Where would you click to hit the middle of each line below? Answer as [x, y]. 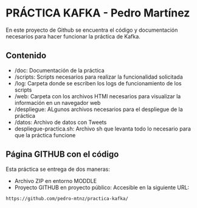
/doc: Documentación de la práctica [59, 70]
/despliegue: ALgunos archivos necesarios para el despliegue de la [98, 109]
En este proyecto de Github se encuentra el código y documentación [92, 30]
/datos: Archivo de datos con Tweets [60, 122]
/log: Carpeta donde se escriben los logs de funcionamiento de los [98, 83]
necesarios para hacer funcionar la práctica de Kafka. [73, 36]
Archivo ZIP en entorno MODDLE [56, 181]
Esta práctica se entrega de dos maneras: [58, 169]
